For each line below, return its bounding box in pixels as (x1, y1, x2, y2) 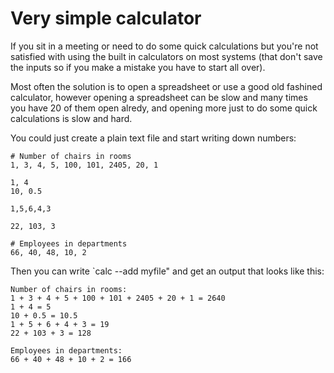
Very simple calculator (10, 7, 202, 30)
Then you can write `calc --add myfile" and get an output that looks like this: (10, 265, 325, 277)
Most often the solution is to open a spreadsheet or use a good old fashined (10, 80, 323, 92)
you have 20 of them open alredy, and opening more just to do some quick (10, 102, 318, 114)
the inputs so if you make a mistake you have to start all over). (10, 61, 266, 73)
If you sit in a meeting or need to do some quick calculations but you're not (10, 40, 319, 52)
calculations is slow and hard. (10, 112, 133, 124)
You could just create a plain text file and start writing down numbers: (10, 132, 297, 144)
